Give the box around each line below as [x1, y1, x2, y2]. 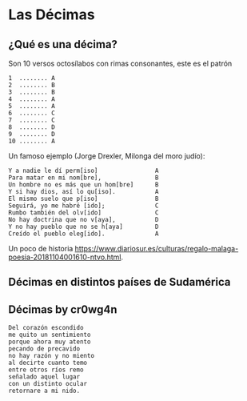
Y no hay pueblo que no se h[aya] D [8, 223, 159, 231]
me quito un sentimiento [8, 331, 91, 339]
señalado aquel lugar [8, 373, 81, 381]
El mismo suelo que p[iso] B [8, 194, 159, 203]
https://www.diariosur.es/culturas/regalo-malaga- [74, 244, 239, 253]
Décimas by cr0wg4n [8, 303, 118, 316]
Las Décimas [8, 6, 95, 24]
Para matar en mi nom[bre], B [8, 174, 159, 182]
